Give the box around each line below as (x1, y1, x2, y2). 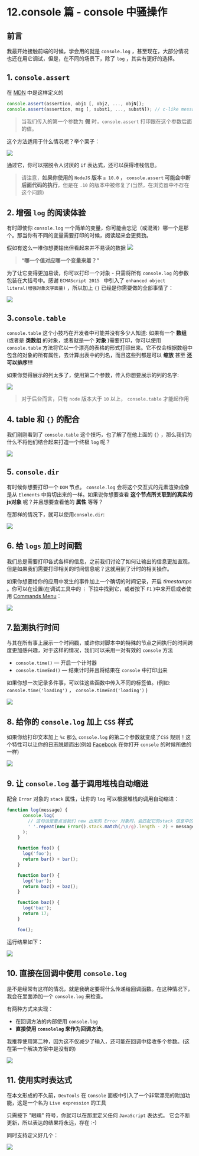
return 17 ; (22, 910, 50, 917)
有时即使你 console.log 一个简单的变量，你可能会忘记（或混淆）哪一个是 (6, 224, 184, 231)
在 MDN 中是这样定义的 (6, 89, 64, 96)
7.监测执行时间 (6, 622, 60, 633)
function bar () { (17, 872, 60, 879)
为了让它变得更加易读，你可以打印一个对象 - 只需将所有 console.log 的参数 (6, 270, 189, 277)
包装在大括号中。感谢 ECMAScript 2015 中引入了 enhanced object (6, 277, 166, 284)
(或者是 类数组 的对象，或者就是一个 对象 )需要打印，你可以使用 (6, 337, 161, 344)
